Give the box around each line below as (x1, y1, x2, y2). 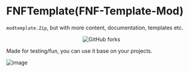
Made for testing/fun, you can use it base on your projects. (6, 47, 153, 55)
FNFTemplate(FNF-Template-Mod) (6, 4, 184, 18)
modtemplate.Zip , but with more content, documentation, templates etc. (6, 24, 184, 31)
